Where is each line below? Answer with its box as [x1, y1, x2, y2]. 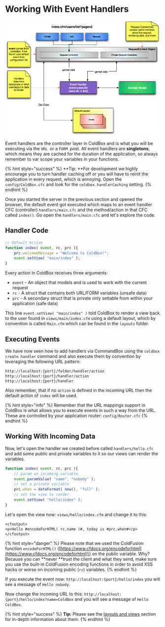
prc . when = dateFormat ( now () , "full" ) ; [14, 487, 100, 492]
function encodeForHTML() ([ [5, 545, 61, 551]
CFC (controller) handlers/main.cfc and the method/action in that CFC [5, 207, 148, 213]
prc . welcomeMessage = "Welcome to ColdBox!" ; [14, 251, 109, 256]
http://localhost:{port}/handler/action [5, 374, 90, 379]
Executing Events [5, 335, 60, 343]
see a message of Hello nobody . [5, 581, 70, 587]
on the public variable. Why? [92, 550, 150, 557]
